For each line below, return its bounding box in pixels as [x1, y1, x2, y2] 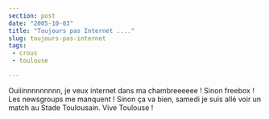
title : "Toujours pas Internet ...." [8, 27, 135, 35]
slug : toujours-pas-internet [8, 34, 106, 43]
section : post [8, 11, 56, 20]
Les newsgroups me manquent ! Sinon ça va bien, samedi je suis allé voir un [8, 94, 262, 104]
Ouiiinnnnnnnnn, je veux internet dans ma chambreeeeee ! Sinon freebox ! [8, 85, 255, 95]
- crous [11, 49, 38, 57]
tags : [8, 42, 27, 50]
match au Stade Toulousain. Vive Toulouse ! [8, 102, 154, 113]
